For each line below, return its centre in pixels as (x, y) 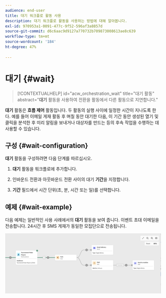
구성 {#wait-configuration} (47, 146)
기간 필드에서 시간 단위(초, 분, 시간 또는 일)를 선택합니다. (66, 190)
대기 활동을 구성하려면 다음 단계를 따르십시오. (49, 159)
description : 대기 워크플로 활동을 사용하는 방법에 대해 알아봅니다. (66, 21)
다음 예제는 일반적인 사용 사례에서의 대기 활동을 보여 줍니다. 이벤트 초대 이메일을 (82, 220)
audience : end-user (25, 10)
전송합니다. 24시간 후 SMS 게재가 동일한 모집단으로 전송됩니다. (66, 226)
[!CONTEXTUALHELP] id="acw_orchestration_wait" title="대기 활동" (86, 93)
